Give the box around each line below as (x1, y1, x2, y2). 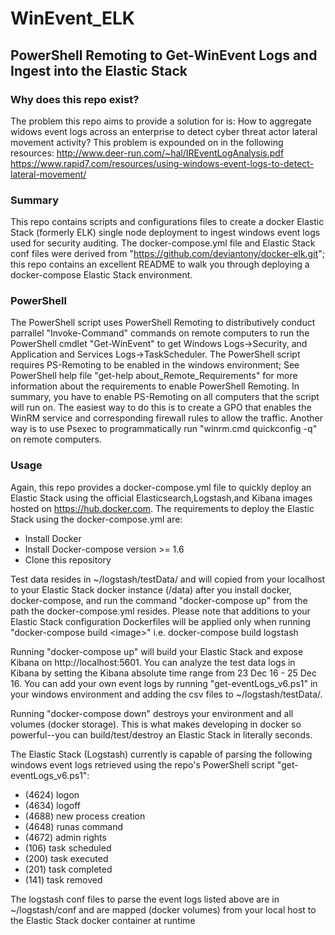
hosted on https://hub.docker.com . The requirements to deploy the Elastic (10, 502, 315, 514)
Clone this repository (24, 553, 112, 566)
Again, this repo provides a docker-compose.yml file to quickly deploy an (10, 481, 312, 493)
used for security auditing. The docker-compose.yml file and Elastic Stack (10, 237, 316, 249)
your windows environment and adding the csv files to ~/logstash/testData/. (10, 688, 323, 700)
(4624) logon (24, 788, 80, 801)
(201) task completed (24, 863, 113, 875)
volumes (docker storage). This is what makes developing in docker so (10, 718, 302, 730)
